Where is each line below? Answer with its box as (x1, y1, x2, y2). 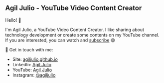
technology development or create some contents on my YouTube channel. (5, 32, 160, 38)
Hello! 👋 (5, 17, 21, 23)
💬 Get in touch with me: (5, 46, 53, 52)
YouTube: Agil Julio (12, 67, 52, 73)
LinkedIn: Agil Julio (12, 61, 51, 67)
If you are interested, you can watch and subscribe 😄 (5, 37, 116, 43)
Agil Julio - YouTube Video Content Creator (5, 4, 142, 12)
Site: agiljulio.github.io (12, 56, 58, 62)
